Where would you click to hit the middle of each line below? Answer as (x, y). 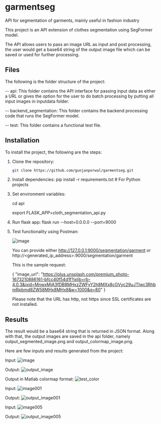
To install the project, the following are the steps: (54, 152)
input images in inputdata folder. (37, 101)
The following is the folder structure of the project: (55, 81)
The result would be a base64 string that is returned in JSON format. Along (80, 331)
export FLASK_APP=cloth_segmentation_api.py (59, 213)
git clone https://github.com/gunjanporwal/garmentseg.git (73, 170)
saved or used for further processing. (42, 54)
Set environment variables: (39, 194)
